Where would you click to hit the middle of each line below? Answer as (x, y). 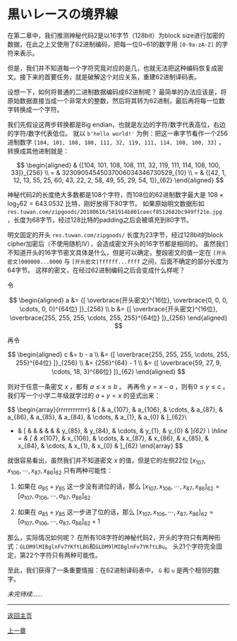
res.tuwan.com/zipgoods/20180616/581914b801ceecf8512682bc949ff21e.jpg (115, 212)
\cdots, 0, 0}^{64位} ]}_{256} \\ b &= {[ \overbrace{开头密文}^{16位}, (119, 308)
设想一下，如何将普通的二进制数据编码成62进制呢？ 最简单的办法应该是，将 (117, 92)
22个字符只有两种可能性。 (64, 555)
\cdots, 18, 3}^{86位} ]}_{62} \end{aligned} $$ (119, 371)
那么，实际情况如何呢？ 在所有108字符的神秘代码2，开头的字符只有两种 (111, 537)
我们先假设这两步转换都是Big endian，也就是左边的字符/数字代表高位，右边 (116, 124)
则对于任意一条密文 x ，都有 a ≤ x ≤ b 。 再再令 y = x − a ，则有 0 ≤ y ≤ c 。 (118, 386)
